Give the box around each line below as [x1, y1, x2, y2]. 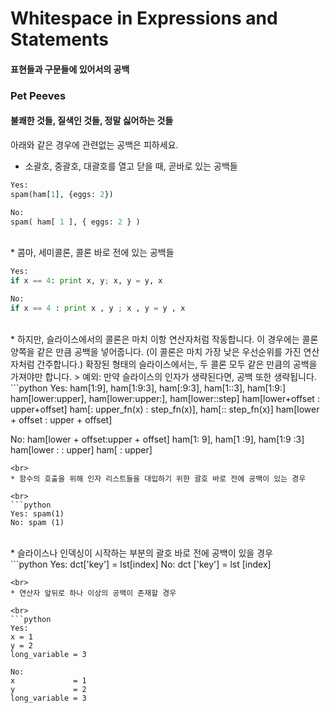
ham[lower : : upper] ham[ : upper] [10, 443, 153, 456]
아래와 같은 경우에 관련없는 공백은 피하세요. [10, 138, 179, 151]
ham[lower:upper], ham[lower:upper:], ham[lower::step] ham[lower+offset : [10, 392, 320, 404]
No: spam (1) [10, 517, 65, 527]
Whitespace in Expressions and [10, 7, 278, 30]
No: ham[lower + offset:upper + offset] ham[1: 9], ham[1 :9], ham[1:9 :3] [10, 433, 305, 445]
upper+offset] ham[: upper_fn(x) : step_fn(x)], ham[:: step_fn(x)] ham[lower [10, 403, 320, 415]
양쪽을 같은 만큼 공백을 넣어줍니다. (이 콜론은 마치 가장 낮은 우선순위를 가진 [10, 345, 302, 357]
